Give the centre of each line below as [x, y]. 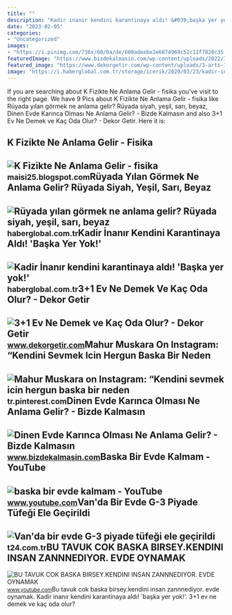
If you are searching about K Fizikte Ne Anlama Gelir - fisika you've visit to [113, 91]
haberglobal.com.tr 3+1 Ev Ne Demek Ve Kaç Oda [108, 289]
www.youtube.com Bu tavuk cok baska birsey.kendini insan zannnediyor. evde [113, 589]
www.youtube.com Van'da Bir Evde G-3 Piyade [103, 502]
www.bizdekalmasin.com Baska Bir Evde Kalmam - [109, 457]
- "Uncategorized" [33, 39]
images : [18, 46]
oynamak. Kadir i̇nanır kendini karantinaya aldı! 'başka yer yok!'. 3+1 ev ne [112, 597]
